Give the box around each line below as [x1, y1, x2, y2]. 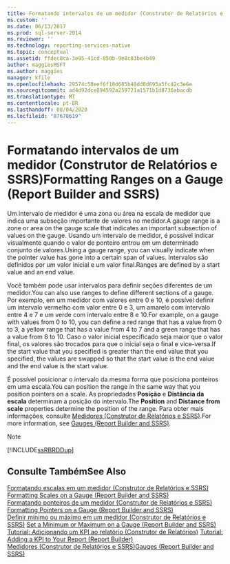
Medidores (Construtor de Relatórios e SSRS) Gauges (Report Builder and [7, 543, 214, 551]
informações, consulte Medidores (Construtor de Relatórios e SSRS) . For [7, 412, 211, 420]
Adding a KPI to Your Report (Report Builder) [7, 535, 134, 543]
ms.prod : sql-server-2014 [7, 29, 81, 37]
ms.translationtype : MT [7, 94, 76, 101]
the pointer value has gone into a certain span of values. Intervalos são [7, 253, 209, 261]
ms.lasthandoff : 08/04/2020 [7, 106, 88, 113]
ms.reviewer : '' [7, 36, 54, 43]
